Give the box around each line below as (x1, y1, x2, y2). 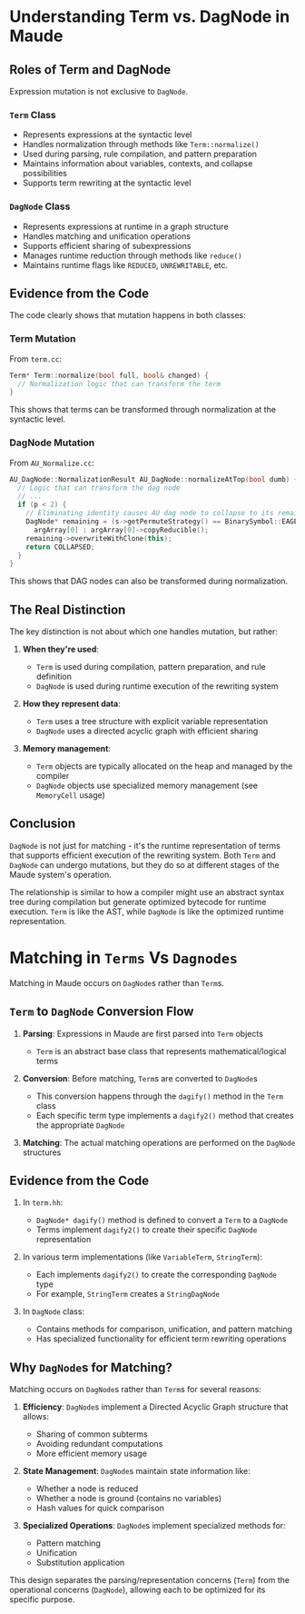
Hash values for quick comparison (35, 1502, 165, 1514)
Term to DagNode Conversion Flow (9, 1004, 194, 1020)
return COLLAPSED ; (25, 543, 95, 552)
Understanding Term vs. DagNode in (9, 6, 290, 27)
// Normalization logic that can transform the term (17, 379, 221, 388)
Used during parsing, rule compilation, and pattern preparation (22, 148, 257, 160)
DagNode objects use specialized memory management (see (35, 780, 259, 792)
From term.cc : (9, 353, 62, 364)
